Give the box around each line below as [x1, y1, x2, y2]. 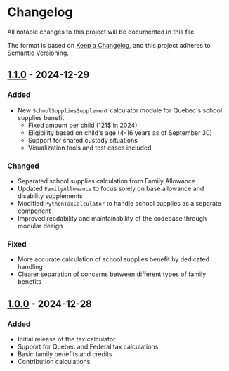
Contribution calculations [17, 357, 91, 365]
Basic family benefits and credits [17, 349, 112, 358]
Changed [7, 161, 40, 171]
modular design [17, 221, 63, 230]
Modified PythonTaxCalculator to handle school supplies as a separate [17, 199, 221, 207]
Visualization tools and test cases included [27, 143, 152, 152]
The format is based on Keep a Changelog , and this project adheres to [7, 41, 211, 49]
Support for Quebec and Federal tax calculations [17, 342, 159, 351]
